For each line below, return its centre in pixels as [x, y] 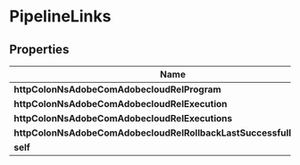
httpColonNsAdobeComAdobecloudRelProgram [117, 89]
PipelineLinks [60, 16]
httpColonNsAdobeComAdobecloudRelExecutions [123, 118]
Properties [39, 49]
